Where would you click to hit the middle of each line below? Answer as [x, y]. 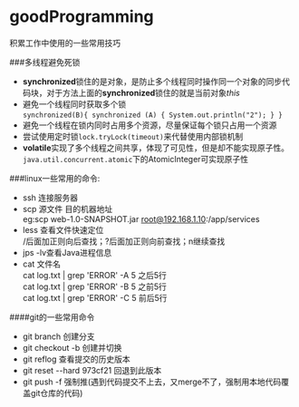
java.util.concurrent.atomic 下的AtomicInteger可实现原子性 [135, 159]
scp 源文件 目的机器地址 [68, 208]
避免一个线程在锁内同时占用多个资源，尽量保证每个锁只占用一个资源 [149, 125]
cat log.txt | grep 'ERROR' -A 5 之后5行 [95, 275]
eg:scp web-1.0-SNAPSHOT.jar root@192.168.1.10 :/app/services [141, 218]
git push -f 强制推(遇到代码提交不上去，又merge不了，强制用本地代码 [152, 382]
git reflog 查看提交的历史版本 [76, 359]
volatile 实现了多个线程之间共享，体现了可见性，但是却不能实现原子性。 [156, 148]
